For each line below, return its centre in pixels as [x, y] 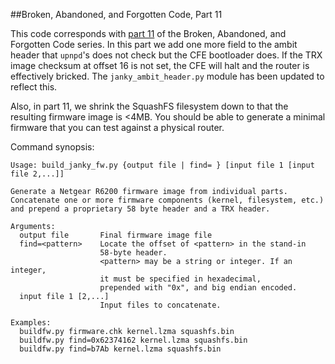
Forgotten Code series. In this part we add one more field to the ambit [154, 44]
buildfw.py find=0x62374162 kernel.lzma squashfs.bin [133, 340]
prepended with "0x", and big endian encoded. [198, 288]
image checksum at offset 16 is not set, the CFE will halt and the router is [160, 65]
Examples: [31, 323]
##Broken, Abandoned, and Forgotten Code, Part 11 [116, 14]
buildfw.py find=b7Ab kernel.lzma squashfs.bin [120, 349]
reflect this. [34, 87]
